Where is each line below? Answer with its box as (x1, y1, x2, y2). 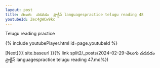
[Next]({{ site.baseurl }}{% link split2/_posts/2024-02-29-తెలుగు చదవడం (5, 50, 155, 56)
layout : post (5, 7, 33, 13)
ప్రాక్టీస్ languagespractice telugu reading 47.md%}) (5, 56, 109, 63)
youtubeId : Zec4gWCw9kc (5, 17, 56, 22)
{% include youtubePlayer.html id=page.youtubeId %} (5, 40, 118, 46)
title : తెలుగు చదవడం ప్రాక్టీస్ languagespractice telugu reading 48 (5, 12, 144, 17)
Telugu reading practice (5, 31, 55, 37)
